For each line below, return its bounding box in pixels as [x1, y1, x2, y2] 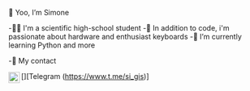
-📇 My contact [8, 56, 57, 65]
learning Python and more [8, 40, 96, 50]
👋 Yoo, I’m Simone [8, 8, 70, 17]
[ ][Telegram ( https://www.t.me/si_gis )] [21, 72, 149, 81]
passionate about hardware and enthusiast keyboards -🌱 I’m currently [8, 32, 242, 41]
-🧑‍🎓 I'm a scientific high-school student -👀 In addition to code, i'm [8, 23, 230, 32]
